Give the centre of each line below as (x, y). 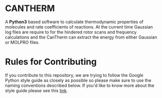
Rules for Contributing (51, 62)
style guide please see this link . (36, 90)
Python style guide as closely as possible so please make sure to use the (78, 80)
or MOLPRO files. (22, 42)
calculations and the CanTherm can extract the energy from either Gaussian (81, 37)
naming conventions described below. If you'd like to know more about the (80, 85)
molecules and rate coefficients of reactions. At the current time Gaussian (79, 27)
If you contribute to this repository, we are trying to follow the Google (74, 75)
